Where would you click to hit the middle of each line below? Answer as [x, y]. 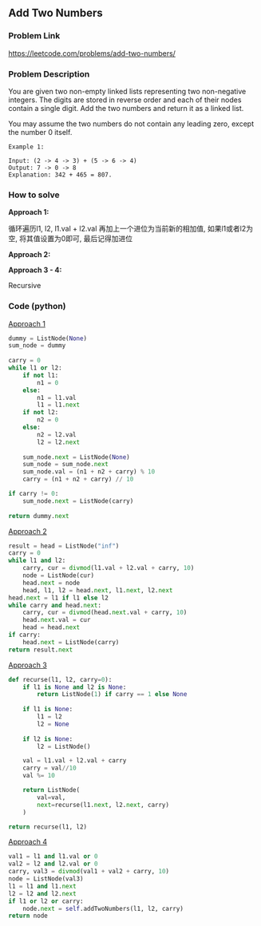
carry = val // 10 [50, 768]
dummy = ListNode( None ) [48, 338]
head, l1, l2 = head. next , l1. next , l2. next [98, 590]
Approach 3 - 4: [35, 270]
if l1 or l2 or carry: [46, 901]
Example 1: [26, 147]
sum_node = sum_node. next [66, 465]
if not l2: [41, 413]
